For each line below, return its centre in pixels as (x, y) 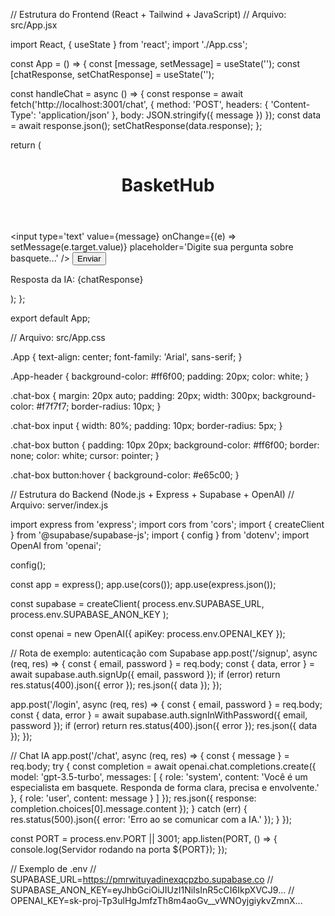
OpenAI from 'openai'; (56, 546)
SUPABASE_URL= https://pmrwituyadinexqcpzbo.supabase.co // (142, 880)
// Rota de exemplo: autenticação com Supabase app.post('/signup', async (164, 653)
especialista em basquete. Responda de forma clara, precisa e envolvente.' (165, 788)
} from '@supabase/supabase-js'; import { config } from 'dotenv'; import (160, 535)
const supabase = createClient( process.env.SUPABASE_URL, (137, 604)
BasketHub (168, 185)
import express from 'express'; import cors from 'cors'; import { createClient (167, 525)
